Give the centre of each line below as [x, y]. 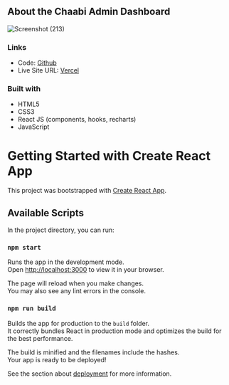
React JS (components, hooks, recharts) [77, 120]
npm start [24, 248]
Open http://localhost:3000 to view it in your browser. [86, 270]
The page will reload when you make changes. [76, 283]
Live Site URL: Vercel [48, 70]
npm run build [32, 308]
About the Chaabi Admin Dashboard [89, 12]
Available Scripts [46, 213]
